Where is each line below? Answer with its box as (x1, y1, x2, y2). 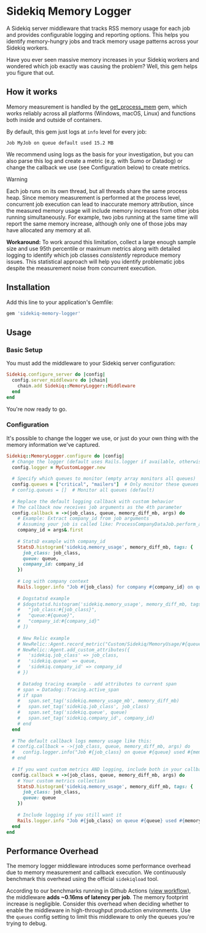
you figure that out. (6, 69, 55, 76)
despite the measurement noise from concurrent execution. (6, 264, 157, 272)
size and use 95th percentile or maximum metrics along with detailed (6, 245, 181, 252)
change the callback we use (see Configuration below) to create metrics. (6, 164, 191, 171)
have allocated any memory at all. (6, 226, 91, 234)
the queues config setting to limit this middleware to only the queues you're (6, 913, 195, 921)
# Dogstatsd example (17, 595, 70, 601)
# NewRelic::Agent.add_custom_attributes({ (17, 647, 131, 653)
